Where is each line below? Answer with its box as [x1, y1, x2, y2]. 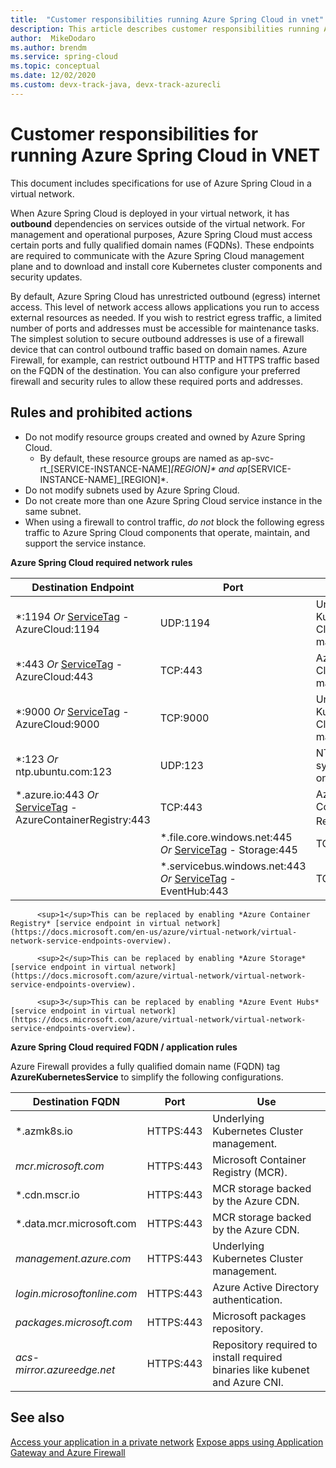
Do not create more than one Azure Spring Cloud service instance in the [24, 494, 323, 506]
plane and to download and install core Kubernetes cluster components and [10, 260, 323, 272]
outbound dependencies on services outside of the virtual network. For [10, 217, 306, 230]
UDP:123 [159, 758, 204, 772]
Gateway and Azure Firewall [10, 1446, 126, 1458]
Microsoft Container [212, 1152, 307, 1166]
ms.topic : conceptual [10, 61, 101, 71]
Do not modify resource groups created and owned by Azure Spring [24, 431, 306, 443]
